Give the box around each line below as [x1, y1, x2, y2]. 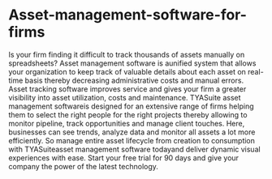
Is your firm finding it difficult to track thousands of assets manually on [8, 49, 245, 59]
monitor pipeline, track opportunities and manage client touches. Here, [8, 118, 245, 128]
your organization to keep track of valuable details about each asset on [8, 66, 246, 76]
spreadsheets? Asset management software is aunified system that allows [8, 58, 257, 68]
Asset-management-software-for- [8, 6, 248, 24]
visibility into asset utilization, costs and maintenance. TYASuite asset [8, 92, 241, 102]
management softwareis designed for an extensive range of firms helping [8, 101, 254, 111]
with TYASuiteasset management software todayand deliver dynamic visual [8, 144, 261, 154]
